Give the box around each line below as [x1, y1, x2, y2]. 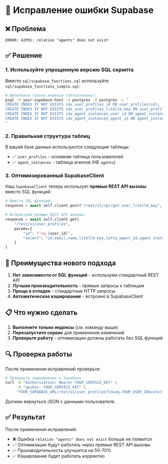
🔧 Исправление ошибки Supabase [5, 5, 154, 16]
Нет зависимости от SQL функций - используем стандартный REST [12, 272, 159, 278]
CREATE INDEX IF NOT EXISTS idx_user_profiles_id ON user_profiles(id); [5, 102, 160, 107]
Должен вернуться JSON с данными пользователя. [5, 398, 116, 405]
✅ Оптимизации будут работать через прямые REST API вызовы [12, 441, 150, 447]
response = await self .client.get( [5, 217, 79, 222]
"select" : [23, 236, 43, 241]
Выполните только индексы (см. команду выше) [12, 324, 118, 330]
